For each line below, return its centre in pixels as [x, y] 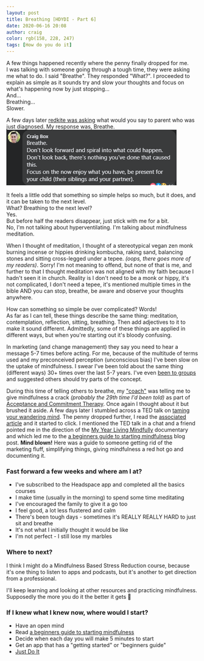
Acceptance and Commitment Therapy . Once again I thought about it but [97, 404]
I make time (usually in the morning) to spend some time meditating [100, 498]
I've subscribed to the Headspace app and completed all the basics [100, 484]
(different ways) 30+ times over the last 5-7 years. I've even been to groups [101, 372]
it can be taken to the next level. [46, 201]
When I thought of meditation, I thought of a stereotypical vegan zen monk [100, 246]
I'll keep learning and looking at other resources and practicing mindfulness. [102, 590]
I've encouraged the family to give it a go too [71, 504]
